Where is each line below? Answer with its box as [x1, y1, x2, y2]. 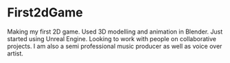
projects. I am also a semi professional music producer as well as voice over [7, 42, 222, 50]
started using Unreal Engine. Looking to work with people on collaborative [7, 34, 216, 42]
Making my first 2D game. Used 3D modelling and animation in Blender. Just [7, 27, 223, 36]
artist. [7, 49, 24, 58]
